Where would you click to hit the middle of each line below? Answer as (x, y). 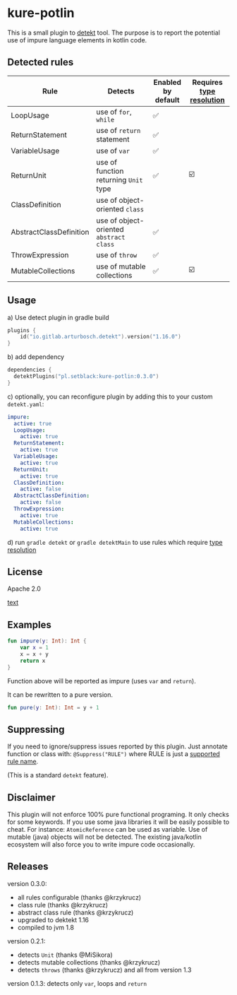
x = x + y (35, 654)
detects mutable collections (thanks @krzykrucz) (89, 962)
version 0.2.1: (26, 941)
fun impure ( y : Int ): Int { (47, 641)
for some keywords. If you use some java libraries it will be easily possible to (119, 822)
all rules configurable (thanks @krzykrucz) (79, 897)
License (25, 571)
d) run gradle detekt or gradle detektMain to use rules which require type (115, 542)
